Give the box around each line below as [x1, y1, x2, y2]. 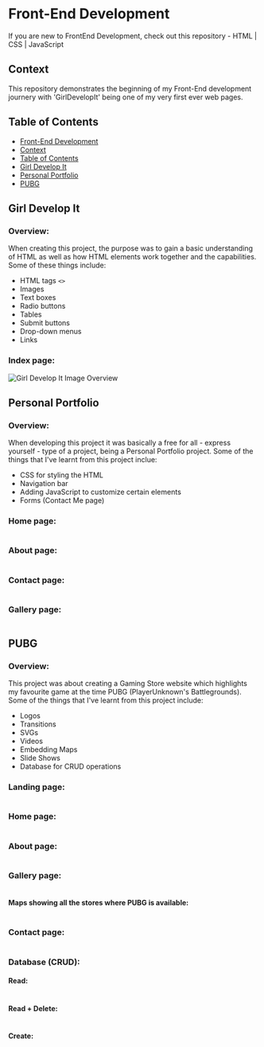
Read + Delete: [8, 1003, 58, 1013]
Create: [8, 1031, 34, 1041]
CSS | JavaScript [8, 39, 64, 49]
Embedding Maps [19, 745, 78, 754]
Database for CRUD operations [19, 761, 122, 772]
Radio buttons [19, 302, 66, 311]
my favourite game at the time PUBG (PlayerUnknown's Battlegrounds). [8, 687, 243, 697]
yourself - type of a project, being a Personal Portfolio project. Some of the [8, 446, 254, 456]
